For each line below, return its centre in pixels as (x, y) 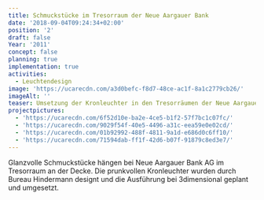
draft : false (29, 37)
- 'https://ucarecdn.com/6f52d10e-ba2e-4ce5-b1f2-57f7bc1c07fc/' (125, 118)
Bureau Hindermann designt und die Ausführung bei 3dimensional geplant (128, 179)
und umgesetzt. (33, 187)
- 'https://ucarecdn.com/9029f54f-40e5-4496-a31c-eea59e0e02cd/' (125, 125)
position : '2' (31, 30)
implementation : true (44, 67)
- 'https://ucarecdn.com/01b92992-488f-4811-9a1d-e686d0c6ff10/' (125, 132)
